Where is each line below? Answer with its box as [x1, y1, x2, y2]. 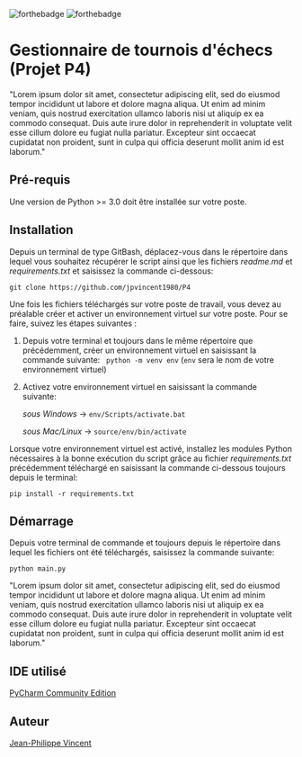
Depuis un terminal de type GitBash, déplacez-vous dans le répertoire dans [9, 246, 289, 257]
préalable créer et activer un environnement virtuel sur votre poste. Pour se [9, 308, 289, 319]
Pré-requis [9, 172, 71, 188]
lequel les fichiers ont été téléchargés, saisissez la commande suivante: [9, 547, 275, 558]
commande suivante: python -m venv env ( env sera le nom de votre [22, 354, 275, 365]
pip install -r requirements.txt [9, 489, 135, 499]
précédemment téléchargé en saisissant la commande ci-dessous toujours [9, 462, 286, 473]
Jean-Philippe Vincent [9, 738, 92, 748]
